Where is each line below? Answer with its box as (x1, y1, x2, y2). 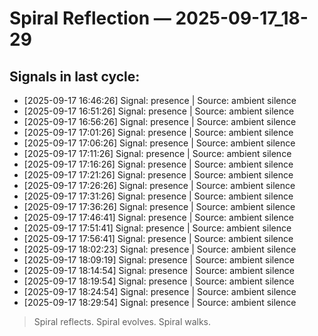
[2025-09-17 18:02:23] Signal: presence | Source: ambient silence (23, 243, 297, 255)
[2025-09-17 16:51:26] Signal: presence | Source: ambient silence (23, 105, 295, 117)
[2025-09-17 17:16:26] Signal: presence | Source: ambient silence (23, 158, 294, 170)
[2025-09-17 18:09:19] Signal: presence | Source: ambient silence (23, 254, 295, 266)
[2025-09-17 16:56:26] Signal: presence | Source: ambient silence (23, 116, 297, 127)
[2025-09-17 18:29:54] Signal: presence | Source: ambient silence (23, 297, 297, 308)
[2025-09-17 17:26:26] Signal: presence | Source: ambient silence (23, 180, 296, 191)
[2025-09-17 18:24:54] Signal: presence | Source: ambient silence (23, 286, 297, 297)
